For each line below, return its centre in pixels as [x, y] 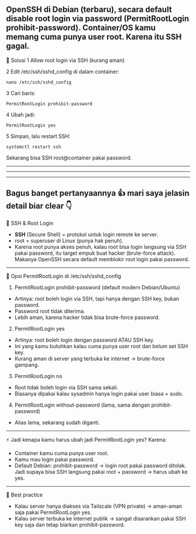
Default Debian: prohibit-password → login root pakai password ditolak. [100, 465]
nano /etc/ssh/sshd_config [39, 82]
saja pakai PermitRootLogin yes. [53, 512]
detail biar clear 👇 [39, 206]
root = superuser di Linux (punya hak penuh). [69, 240]
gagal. [18, 46]
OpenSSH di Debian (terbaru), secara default [89, 10]
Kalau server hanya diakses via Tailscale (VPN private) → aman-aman [98, 506]
